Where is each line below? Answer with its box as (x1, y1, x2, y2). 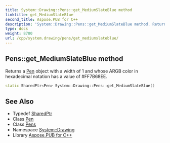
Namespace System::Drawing (12, 127, 75, 133)
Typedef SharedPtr (12, 111, 53, 117)
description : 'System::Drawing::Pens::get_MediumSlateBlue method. (5, 21, 151, 27)
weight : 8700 (5, 31, 33, 36)
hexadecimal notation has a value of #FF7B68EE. (5, 73, 107, 79)
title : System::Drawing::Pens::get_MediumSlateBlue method (5, 7, 133, 13)
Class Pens (12, 121, 36, 127)
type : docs (5, 26, 28, 31)
